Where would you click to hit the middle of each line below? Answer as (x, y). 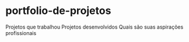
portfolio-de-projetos (58, 11)
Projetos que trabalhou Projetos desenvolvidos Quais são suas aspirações (94, 27)
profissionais (21, 33)
